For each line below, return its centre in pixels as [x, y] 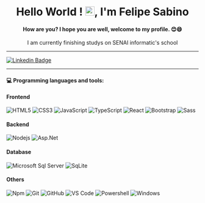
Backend [18, 124]
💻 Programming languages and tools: [55, 80]
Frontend [18, 97]
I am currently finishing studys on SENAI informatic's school [103, 43]
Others [15, 180]
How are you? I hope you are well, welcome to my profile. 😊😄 [103, 29]
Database [19, 152]
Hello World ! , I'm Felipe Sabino [103, 12]
